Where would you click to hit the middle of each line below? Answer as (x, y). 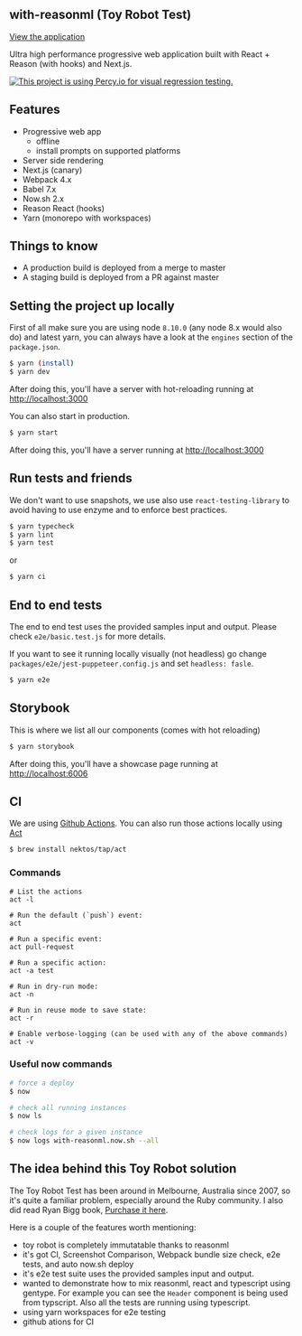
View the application (47, 36)
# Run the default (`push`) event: (76, 915)
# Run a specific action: (58, 962)
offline (48, 141)
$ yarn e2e (30, 680)
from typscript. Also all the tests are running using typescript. (136, 1302)
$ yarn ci (28, 577)
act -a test (32, 970)
